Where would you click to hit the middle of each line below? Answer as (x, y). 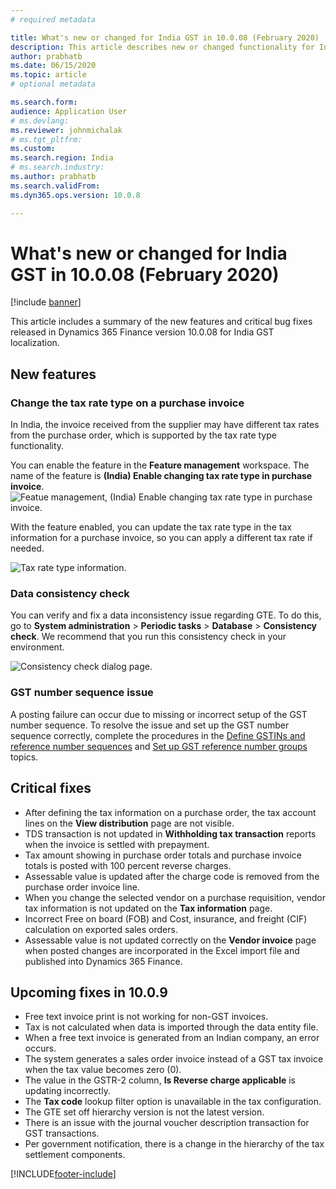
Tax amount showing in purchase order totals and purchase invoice (163, 855)
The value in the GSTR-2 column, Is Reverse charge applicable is (160, 1080)
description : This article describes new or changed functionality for (162, 47)
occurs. (40, 1048)
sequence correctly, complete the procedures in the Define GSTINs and (158, 735)
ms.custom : (33, 149)
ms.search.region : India (62, 158)
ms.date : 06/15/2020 (53, 66)
